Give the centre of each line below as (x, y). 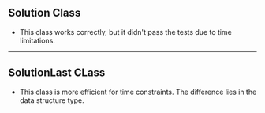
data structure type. (52, 100)
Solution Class (45, 13)
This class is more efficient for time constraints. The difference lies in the (138, 92)
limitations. (37, 40)
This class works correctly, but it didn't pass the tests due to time (126, 32)
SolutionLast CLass (57, 73)
